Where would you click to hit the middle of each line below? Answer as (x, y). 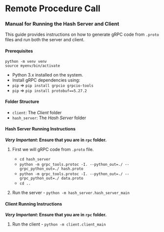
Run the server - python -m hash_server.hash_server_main (71, 193)
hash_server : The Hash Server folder (49, 118)
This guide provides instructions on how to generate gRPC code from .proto (82, 34)
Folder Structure (22, 102)
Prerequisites (19, 51)
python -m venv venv (26, 61)
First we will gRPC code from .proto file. (53, 150)
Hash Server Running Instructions (40, 129)
